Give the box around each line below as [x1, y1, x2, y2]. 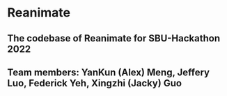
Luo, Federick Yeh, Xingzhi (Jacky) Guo [7, 77, 182, 89]
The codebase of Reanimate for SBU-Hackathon [7, 32, 221, 44]
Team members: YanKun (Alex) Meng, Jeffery [7, 66, 210, 78]
